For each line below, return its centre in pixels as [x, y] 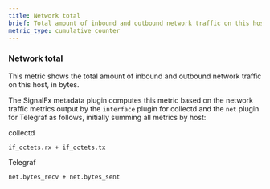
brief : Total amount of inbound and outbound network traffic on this [129, 23]
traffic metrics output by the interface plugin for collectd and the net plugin [134, 108]
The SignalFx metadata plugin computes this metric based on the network [131, 100]
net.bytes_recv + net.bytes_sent [64, 177]
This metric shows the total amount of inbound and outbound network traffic [135, 76]
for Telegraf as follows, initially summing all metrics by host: [107, 117]
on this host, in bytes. [44, 84]
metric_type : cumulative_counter [64, 30]
